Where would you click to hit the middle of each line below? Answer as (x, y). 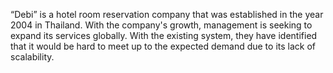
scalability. (32, 57)
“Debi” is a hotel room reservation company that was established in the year (167, 14)
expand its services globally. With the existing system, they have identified (164, 35)
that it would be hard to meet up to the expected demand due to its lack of (163, 46)
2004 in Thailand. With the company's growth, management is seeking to (161, 25)
